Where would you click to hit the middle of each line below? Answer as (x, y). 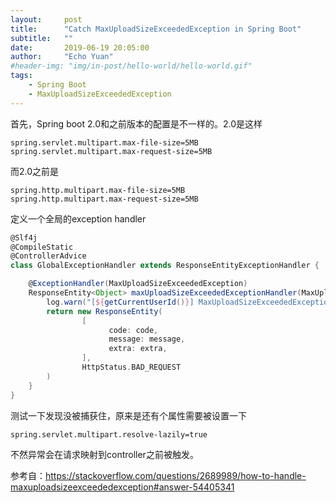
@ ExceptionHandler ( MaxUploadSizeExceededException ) (138, 284)
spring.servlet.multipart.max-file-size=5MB (104, 142)
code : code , (133, 330)
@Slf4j (24, 237)
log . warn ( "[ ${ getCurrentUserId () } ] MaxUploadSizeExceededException (189, 302)
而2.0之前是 (35, 171)
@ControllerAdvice (48, 256)
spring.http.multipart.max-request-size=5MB (104, 199)
